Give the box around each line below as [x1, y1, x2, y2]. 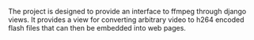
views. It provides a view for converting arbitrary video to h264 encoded [8, 15, 245, 24]
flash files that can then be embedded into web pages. [8, 24, 186, 32]
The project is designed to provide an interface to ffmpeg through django [8, 7, 247, 16]
